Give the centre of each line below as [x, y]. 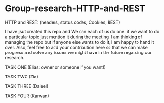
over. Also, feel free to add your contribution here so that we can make [77, 47]
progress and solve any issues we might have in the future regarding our [79, 52]
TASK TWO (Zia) [22, 77]
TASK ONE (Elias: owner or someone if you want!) [55, 67]
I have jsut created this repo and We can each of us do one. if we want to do [82, 31]
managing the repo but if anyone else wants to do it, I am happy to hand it [80, 42]
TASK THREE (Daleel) [27, 86]
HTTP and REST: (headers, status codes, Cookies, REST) [63, 22]
